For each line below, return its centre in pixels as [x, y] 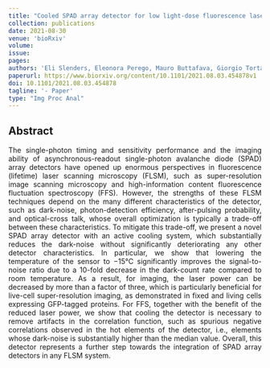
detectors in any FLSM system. [59, 356]
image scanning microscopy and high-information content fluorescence [135, 184]
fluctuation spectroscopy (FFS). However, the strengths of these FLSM [135, 193]
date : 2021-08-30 [37, 31]
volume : [21, 46]
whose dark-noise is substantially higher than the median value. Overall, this [135, 338]
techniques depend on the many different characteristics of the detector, [135, 201]
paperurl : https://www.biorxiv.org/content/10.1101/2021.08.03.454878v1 [133, 76]
